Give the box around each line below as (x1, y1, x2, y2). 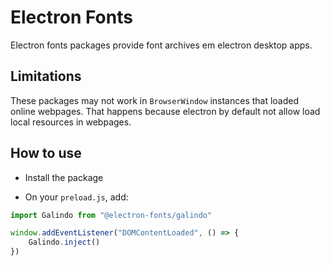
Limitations (10, 68, 82, 85)
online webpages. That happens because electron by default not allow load (10, 105, 321, 117)
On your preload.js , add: (24, 191, 129, 203)
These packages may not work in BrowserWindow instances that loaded (10, 94, 300, 106)
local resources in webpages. (10, 116, 132, 128)
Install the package (24, 171, 104, 183)
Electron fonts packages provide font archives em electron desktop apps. (10, 39, 313, 51)
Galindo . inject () (28, 237, 101, 248)
